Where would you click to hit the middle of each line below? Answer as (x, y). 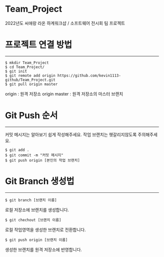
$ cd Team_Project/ (25, 67)
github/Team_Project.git (30, 80)
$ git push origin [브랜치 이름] (37, 240)
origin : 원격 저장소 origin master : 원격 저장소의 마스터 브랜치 (64, 93)
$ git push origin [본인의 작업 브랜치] (43, 160)
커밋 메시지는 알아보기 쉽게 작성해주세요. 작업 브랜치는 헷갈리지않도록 (71, 134)
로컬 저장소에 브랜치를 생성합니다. (37, 210)
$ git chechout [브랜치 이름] (33, 220)
